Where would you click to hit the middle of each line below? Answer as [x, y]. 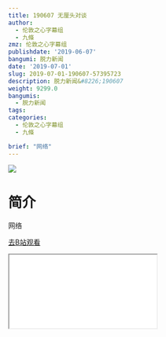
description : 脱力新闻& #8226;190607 [66, 81]
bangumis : [24, 96]
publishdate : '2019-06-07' [52, 52]
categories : [28, 118]
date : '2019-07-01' [40, 67]
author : [21, 23]
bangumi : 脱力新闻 [36, 60]
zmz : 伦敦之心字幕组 [38, 45]
